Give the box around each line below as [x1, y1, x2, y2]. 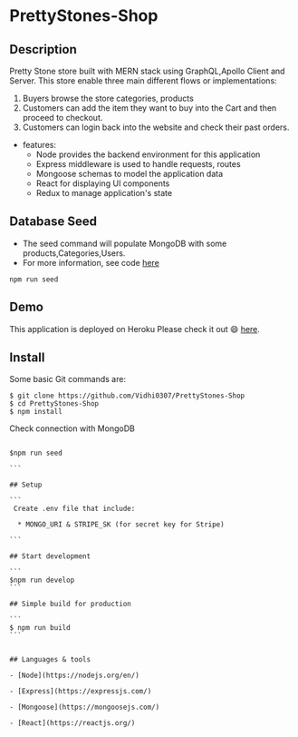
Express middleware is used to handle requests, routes [35, 159, 242, 169]
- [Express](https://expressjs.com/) [9, 687, 152, 696]
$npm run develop [9, 575, 75, 585]
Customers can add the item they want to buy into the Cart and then [22, 103, 277, 113]
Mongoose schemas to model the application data [35, 169, 224, 179]
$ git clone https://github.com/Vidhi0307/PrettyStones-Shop [9, 391, 245, 400]
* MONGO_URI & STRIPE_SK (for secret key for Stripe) [17, 520, 225, 529]
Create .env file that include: [13, 505, 136, 514]
